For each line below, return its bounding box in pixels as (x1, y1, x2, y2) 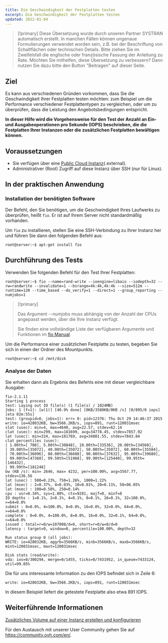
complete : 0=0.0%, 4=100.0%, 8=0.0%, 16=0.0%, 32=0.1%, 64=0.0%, (5, 513, 147, 518)
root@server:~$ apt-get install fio (5, 242, 82, 247)
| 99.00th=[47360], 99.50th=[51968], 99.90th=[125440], (5, 456, 124, 461)
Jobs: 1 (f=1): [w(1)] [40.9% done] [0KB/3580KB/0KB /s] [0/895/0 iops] (5, 407, 160, 413)
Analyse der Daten (5, 368, 52, 375)
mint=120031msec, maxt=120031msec (5, 544, 78, 549)
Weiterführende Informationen (5, 603, 103, 612)
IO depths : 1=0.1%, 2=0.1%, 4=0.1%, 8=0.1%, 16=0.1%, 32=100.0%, (5, 495, 147, 501)
